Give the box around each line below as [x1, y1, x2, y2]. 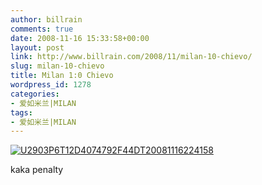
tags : [10, 107, 33, 118]
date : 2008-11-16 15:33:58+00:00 [10, 33, 150, 43]
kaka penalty [10, 164, 64, 176]
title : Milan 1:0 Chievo [10, 71, 114, 81]
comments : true [10, 24, 74, 34]
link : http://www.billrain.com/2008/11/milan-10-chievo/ [10, 52, 253, 62]
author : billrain [10, 14, 83, 25]
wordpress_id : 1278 [10, 80, 92, 90]
